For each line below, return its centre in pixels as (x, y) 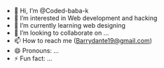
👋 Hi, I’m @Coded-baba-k (51, 11)
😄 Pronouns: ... (36, 51)
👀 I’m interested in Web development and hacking (86, 18)
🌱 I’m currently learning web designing (70, 25)
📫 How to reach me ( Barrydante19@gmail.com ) (83, 41)
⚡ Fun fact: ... (33, 58)
